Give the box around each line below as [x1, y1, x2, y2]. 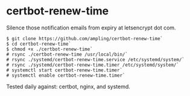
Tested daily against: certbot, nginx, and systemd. [6, 83, 131, 90]
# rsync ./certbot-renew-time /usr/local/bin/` [6, 51, 128, 58]
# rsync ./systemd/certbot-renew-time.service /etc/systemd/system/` [6, 56, 185, 62]
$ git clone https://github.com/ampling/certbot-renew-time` [6, 35, 163, 41]
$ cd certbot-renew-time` [6, 41, 71, 47]
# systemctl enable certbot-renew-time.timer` [6, 72, 125, 79]
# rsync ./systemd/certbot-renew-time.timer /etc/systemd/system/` [6, 62, 180, 68]
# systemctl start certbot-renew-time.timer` [6, 67, 122, 73]
